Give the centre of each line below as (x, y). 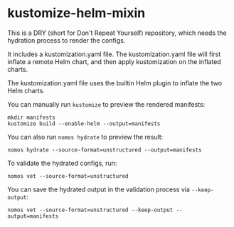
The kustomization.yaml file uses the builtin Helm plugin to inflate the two (115, 83)
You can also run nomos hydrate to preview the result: (85, 137)
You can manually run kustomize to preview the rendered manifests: (106, 104)
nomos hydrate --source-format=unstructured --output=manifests (105, 150)
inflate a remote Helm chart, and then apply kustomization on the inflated (115, 61)
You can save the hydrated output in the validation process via (99, 189)
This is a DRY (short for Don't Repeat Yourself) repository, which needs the (117, 33)
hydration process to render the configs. (67, 40)
